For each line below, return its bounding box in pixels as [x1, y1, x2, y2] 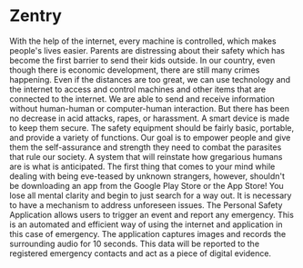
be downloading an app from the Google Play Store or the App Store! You [9, 180, 284, 191]
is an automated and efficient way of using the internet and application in [9, 219, 283, 230]
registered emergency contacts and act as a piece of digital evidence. [9, 247, 271, 259]
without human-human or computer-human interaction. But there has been [9, 103, 289, 114]
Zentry [9, 5, 62, 26]
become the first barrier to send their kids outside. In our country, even [9, 55, 276, 65]
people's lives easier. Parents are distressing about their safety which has [9, 45, 286, 55]
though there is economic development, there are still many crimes [9, 65, 260, 75]
